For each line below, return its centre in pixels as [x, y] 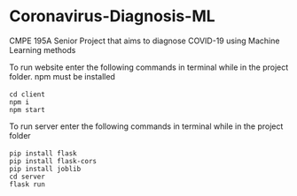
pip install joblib [45, 169]
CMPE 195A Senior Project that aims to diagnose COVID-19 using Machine [145, 41]
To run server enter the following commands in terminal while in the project [146, 126]
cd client [27, 94]
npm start [27, 109]
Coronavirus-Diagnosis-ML [112, 16]
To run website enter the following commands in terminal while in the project [149, 67]
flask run [27, 184]
